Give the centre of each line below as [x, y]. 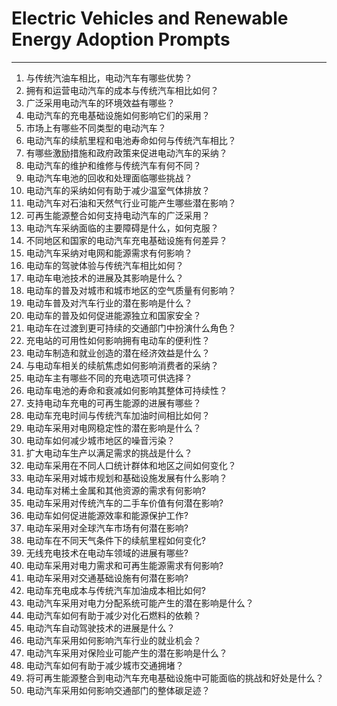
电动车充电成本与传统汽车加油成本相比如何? [115, 590]
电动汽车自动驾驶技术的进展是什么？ [100, 628]
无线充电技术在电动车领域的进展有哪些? [107, 553]
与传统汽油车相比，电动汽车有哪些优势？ [109, 78]
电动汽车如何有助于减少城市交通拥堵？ [104, 665]
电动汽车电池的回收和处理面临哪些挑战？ [109, 178]
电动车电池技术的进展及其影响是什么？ [104, 278]
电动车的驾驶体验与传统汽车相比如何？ [104, 265]
